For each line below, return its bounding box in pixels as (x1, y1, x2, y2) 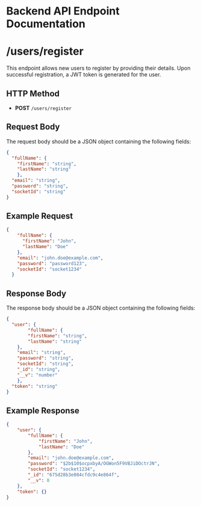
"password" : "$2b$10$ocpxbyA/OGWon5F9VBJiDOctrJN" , (28, 461, 161, 467)
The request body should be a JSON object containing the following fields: (6, 137, 191, 145)
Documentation (6, 17, 86, 31)
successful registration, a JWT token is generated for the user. (6, 71, 161, 78)
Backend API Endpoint (6, 4, 120, 18)
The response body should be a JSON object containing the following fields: (6, 304, 196, 311)
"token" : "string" (11, 383, 58, 389)
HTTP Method (6, 89, 60, 99)
